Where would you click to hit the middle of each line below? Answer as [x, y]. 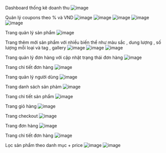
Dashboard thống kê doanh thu [37, 8]
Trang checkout [22, 116]
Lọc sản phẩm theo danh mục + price [44, 145]
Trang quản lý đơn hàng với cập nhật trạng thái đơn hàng [64, 57]
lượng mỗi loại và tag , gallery [36, 48]
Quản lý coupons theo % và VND [39, 17]
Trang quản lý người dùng [32, 77]
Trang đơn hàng [22, 126]
